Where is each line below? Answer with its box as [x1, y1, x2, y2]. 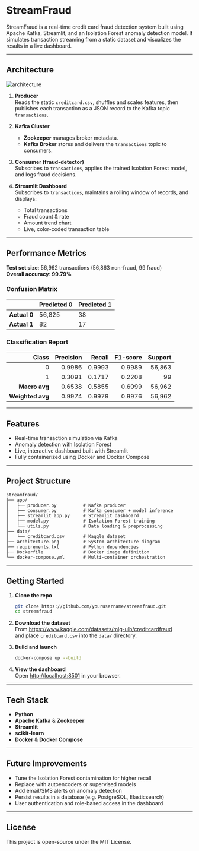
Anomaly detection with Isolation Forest [14, 441, 111, 448]
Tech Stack [6, 695, 49, 705]
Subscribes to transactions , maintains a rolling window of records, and [14, 188, 189, 196]
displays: [14, 195, 37, 202]
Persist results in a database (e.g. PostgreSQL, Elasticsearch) [14, 793, 165, 801]
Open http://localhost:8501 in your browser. [14, 672, 121, 679]
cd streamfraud [14, 609, 53, 615]
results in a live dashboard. [6, 42, 72, 49]
